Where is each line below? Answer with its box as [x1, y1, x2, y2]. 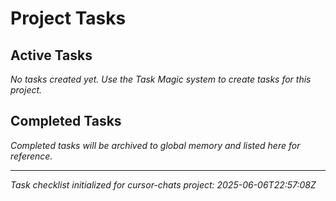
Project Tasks [10, 7, 127, 30]
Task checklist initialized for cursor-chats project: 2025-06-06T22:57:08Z [10, 178, 317, 191]
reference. [10, 150, 53, 162]
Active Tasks [10, 47, 93, 64]
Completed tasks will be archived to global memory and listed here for [10, 139, 301, 151]
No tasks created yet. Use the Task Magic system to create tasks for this [10, 73, 312, 85]
